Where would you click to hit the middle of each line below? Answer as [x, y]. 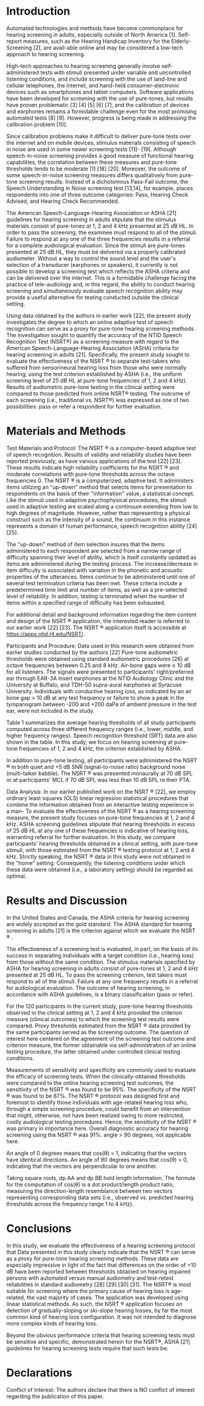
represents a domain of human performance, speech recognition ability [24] [102, 526]
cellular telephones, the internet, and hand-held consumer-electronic [93, 85]
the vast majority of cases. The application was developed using [107, 1297]
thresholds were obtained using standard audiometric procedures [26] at [98, 658]
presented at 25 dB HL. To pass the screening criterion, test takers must [97, 975]
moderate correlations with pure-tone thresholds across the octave [90, 474]
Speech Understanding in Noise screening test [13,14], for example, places [100, 188]
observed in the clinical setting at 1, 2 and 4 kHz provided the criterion [94, 1013]
